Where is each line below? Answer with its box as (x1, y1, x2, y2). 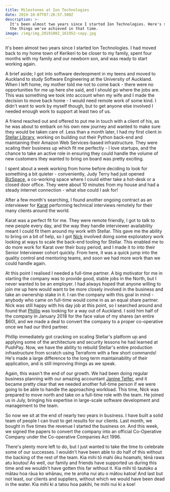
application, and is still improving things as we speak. (5, 361, 116, 367)
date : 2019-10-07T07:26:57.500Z (5, 12, 73, 17)
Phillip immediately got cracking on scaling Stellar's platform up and (5, 334, 147, 339)
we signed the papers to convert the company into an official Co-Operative (5, 428, 162, 434)
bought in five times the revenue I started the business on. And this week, (5, 423, 159, 429)
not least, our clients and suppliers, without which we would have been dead (5, 476, 165, 482)
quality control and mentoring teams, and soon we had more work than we (5, 255, 160, 261)
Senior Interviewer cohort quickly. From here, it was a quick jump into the (5, 250, 158, 255)
